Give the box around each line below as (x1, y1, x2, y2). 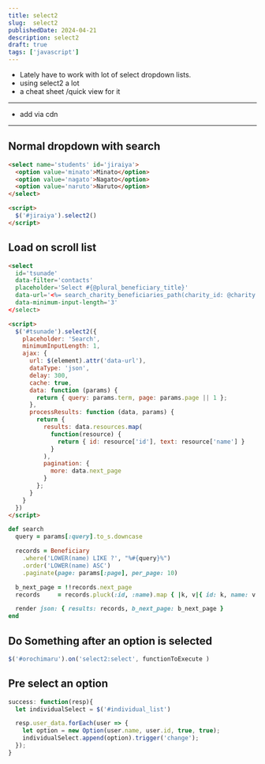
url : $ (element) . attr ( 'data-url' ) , (28, 357, 147, 365)
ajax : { (22, 349, 47, 358)
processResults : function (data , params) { (28, 408, 175, 416)
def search (8, 525, 44, 533)
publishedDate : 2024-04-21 (8, 26, 97, 34)
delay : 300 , (28, 371, 69, 379)
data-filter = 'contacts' (15, 277, 93, 284)
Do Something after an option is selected (8, 634, 213, 648)
